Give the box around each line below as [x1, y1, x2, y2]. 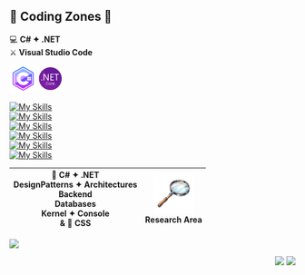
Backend [58, 189, 93, 200]
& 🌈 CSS [59, 218, 92, 229]
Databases [54, 199, 97, 210]
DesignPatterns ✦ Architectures [13, 179, 138, 191]
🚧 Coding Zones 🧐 [9, 9, 113, 25]
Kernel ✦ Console [41, 208, 111, 219]
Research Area [144, 214, 202, 225]
